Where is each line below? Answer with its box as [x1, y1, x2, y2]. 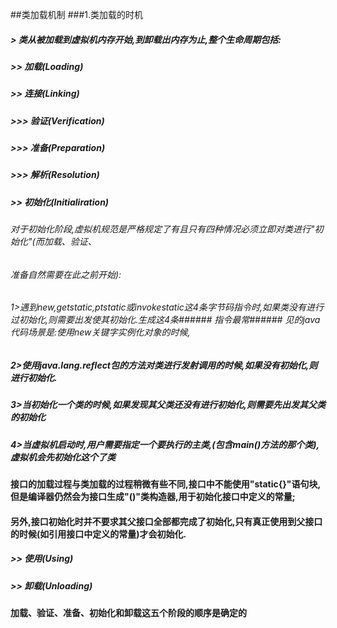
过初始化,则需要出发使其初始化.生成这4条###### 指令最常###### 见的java [10, 314, 321, 326]
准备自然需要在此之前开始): [10, 268, 122, 280]
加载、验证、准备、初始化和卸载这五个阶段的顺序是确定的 [10, 607, 247, 619]
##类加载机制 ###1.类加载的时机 [10, 9, 143, 20]
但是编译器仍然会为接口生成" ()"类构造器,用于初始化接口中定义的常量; [10, 491, 296, 503]
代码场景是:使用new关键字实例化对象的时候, [10, 326, 191, 338]
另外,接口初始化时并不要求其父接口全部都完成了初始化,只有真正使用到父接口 [10, 515, 323, 527]
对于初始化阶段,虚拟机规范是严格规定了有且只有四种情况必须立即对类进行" [10, 223, 315, 235]
